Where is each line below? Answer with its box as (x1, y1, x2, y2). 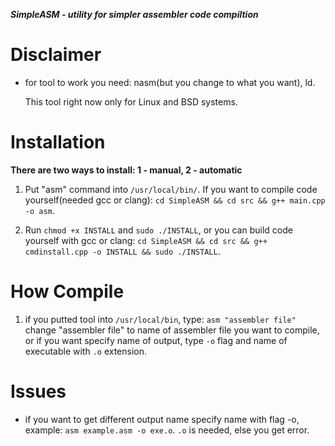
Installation (10, 131, 106, 154)
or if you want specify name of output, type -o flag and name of (24, 334, 288, 346)
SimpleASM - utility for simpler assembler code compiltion (10, 9, 259, 20)
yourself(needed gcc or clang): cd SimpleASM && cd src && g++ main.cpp (24, 194, 326, 206)
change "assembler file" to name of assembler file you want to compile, (24, 324, 320, 336)
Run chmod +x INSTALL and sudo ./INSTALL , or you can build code (24, 224, 293, 236)
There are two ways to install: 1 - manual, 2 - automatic (10, 164, 243, 176)
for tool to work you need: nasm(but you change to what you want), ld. (24, 76, 316, 88)
